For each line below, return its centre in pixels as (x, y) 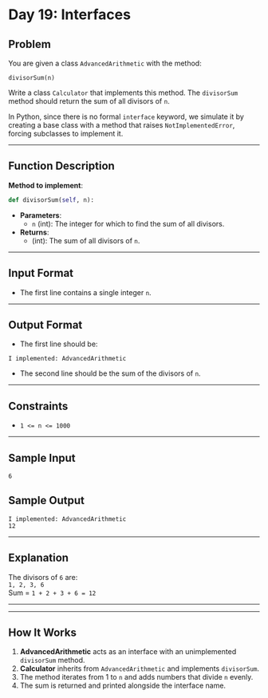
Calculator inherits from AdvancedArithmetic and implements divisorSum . (139, 668)
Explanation (39, 558)
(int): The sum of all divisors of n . (86, 240)
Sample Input (42, 457)
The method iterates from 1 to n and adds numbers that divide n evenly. (136, 677)
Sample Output (47, 501)
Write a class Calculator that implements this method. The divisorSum (123, 93)
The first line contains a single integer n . (85, 292)
